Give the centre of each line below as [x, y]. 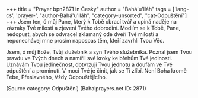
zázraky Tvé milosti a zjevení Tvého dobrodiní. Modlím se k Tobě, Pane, [93, 28]
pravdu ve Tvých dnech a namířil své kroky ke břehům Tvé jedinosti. [89, 58]
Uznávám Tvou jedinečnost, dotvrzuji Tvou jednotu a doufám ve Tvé [90, 64]
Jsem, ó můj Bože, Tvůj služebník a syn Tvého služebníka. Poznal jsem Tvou [99, 52]
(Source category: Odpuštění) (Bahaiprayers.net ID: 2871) [76, 88]
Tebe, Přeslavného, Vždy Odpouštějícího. [57, 77]
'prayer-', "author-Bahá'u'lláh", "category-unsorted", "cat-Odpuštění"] [101, 15]
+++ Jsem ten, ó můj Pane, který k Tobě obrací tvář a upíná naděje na [91, 22]
